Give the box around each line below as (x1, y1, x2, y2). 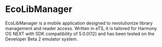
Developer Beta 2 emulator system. (5, 36, 78, 42)
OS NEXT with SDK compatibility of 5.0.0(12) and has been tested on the (5, 30, 154, 36)
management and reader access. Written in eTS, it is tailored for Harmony (5, 25, 157, 31)
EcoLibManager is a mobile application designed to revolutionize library (5, 20, 153, 26)
